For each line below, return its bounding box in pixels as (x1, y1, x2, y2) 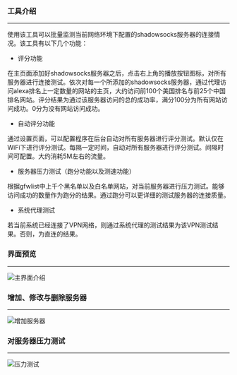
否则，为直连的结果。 (19, 230, 82, 238)
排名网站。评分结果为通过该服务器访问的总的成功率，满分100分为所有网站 (7, 95, 222, 104)
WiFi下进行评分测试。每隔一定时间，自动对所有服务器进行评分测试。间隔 (7, 143, 218, 152)
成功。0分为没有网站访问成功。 (13, 105, 104, 113)
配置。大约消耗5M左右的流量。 (19, 152, 109, 160)
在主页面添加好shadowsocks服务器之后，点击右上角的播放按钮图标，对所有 (7, 69, 227, 78)
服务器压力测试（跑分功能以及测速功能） (17, 167, 135, 176)
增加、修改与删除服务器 (7, 292, 87, 302)
